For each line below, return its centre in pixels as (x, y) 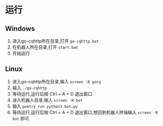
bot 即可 (21, 118)
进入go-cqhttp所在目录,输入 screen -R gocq (57, 81)
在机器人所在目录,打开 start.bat (45, 47)
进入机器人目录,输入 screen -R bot (47, 100)
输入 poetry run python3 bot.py (45, 106)
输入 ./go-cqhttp (29, 88)
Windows (20, 28)
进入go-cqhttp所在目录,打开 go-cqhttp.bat (55, 41)
